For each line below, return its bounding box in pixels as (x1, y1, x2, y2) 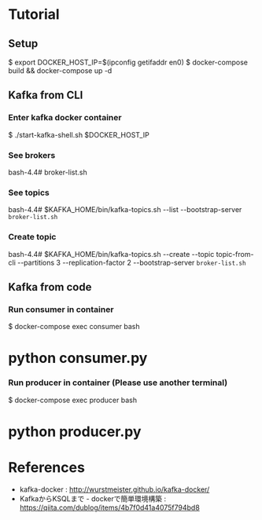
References (8, 459, 85, 477)
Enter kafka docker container (8, 112, 122, 123)
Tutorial (8, 5, 61, 24)
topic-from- (216, 249, 254, 258)
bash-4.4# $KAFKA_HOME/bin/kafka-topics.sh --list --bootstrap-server (8, 205, 242, 214)
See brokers (8, 149, 56, 160)
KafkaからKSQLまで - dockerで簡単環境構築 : (19, 493, 167, 504)
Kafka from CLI (8, 89, 83, 102)
